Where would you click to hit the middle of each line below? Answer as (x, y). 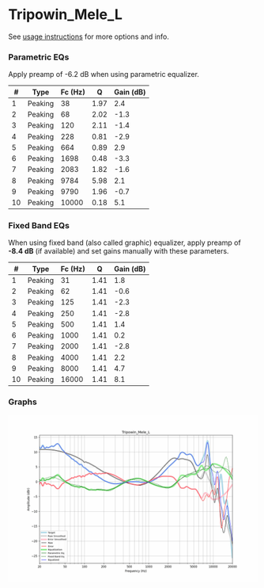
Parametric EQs (39, 57)
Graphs (23, 402)
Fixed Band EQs (39, 225)
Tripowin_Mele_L (65, 15)
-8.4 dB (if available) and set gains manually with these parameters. (119, 251)
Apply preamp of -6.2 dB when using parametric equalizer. (104, 74)
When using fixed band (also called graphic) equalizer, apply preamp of (124, 242)
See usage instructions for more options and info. (89, 36)
